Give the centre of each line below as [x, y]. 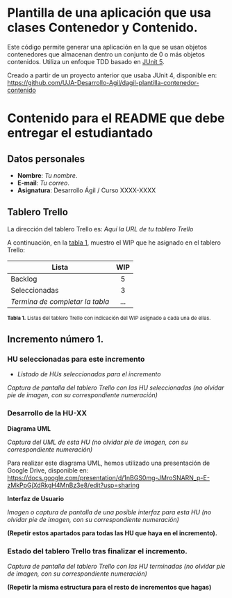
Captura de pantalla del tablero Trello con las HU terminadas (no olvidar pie [116, 567]
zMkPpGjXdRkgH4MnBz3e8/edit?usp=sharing [74, 485]
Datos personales [46, 159]
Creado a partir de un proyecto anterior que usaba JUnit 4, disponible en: [112, 75]
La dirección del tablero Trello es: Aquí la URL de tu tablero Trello [100, 229]
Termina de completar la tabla [60, 301]
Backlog [24, 279]
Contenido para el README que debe [116, 118]
